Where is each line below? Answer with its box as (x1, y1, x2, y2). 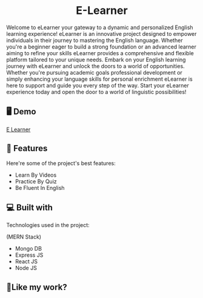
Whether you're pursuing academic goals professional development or (6, 69, 183, 76)
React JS (15, 258, 38, 265)
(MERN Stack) (6, 233, 41, 240)
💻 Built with (6, 202, 53, 212)
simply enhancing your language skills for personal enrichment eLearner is (6, 75, 193, 83)
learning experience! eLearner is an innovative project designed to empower (6, 30, 197, 37)
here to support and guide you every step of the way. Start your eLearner (6, 81, 190, 89)
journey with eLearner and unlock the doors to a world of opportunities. (6, 62, 185, 70)
